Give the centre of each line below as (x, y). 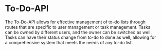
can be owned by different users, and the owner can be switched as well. (79, 32)
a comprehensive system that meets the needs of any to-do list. (69, 42)
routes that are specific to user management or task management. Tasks (78, 27)
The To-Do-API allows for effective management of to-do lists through (75, 22)
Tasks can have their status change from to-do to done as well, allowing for (81, 37)
